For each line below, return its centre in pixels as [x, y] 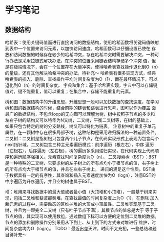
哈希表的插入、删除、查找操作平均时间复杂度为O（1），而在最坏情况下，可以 [81, 79]
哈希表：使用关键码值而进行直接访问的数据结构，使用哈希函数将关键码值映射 [82, 42]
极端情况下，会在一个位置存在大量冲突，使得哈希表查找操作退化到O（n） [86, 67]
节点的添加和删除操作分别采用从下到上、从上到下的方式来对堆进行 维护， [78, 222]
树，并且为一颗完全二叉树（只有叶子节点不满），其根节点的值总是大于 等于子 [82, 210]
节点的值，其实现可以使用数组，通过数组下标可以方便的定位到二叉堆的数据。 [82, 216]
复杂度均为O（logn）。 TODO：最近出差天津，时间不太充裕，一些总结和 [81, 229]
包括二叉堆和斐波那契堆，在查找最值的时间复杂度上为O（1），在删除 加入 [86, 198]
